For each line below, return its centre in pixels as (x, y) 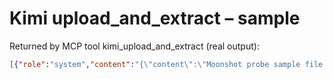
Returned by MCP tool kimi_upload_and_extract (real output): (134, 46)
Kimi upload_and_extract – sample (155, 18)
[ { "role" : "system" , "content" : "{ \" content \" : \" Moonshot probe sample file (166, 64)
